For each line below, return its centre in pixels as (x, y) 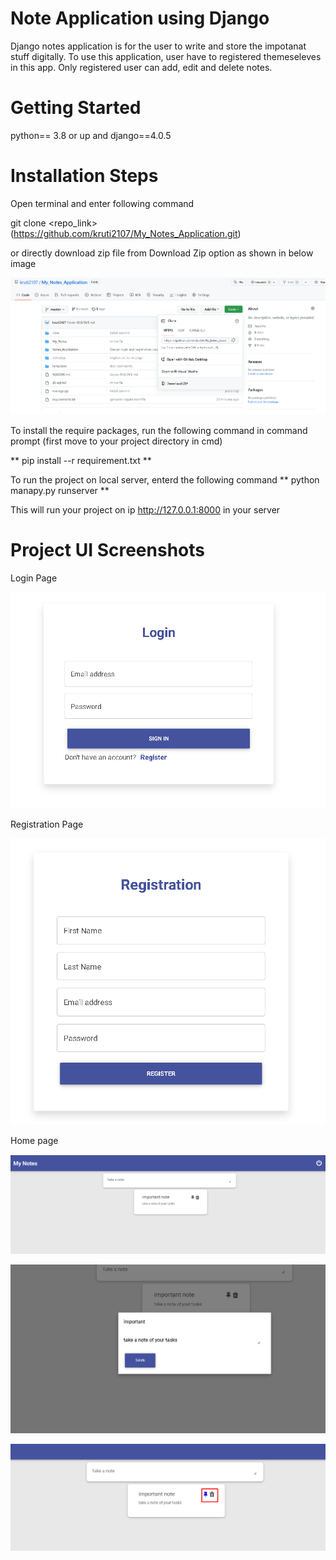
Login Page (34, 578)
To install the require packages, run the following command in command (159, 431)
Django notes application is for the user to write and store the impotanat (158, 46)
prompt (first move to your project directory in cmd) (116, 441)
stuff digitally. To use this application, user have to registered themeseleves (166, 56)
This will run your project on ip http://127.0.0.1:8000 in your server (145, 510)
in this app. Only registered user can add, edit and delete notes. (141, 67)
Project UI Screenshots (107, 550)
